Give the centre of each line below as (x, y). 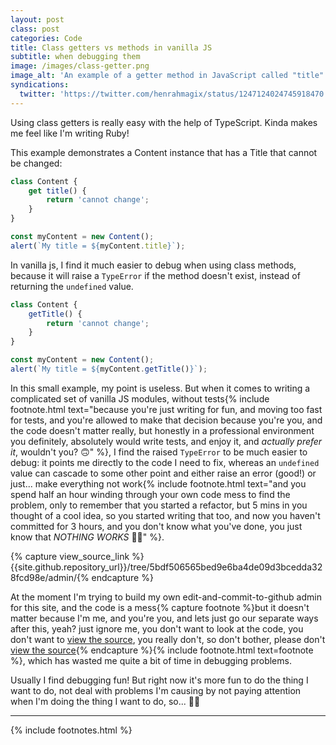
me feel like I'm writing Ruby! (70, 133)
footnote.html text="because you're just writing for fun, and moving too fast (166, 409)
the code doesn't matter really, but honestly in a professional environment (162, 430)
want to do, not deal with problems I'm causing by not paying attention (156, 690)
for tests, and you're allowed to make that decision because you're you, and (166, 420)
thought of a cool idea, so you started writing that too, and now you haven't (165, 515)
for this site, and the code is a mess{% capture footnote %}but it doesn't (160, 607)
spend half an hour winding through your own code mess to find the (150, 494)
